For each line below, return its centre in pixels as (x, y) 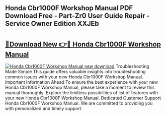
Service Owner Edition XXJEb (52, 24)
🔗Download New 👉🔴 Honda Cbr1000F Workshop (83, 44)
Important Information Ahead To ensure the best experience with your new (82, 82)
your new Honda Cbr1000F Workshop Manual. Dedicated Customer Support (83, 98)
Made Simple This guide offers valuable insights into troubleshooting (75, 72)
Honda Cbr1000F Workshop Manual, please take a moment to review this (80, 87)
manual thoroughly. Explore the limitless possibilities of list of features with (82, 93)
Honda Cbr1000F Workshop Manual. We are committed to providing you (79, 103)
